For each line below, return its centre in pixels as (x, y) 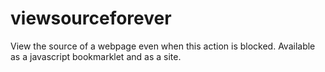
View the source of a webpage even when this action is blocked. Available (163, 46)
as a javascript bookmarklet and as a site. (96, 56)
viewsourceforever (91, 18)
